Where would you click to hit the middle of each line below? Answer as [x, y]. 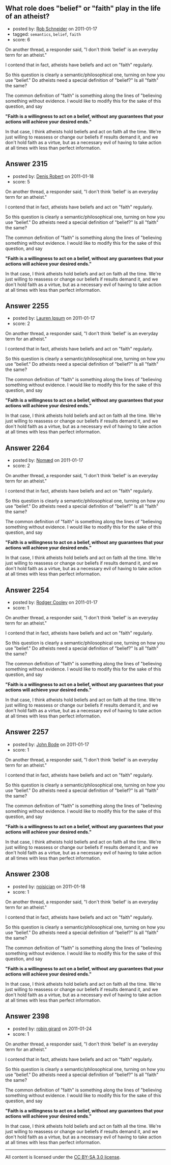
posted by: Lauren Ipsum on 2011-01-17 [54, 318]
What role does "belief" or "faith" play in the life [83, 8]
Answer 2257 [27, 732]
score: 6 [21, 39]
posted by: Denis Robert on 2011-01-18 [53, 176]
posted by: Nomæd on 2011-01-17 [48, 460]
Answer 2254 [27, 590]
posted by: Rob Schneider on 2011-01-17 [55, 29]
